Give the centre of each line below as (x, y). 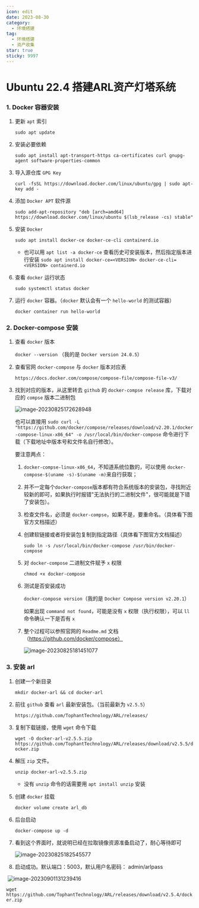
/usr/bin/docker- (154, 546)
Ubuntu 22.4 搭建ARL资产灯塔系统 (91, 87)
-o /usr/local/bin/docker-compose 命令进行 (130, 434)
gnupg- (177, 156)
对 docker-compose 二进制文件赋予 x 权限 (72, 563)
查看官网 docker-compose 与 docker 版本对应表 (70, 367)
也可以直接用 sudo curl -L (47, 422)
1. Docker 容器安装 (33, 107)
